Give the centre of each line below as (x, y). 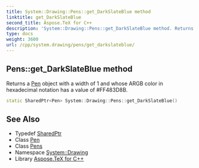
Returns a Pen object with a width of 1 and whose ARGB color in (85, 83)
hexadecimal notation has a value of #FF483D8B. (67, 89)
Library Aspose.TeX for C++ (49, 159)
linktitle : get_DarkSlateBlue (44, 17)
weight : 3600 (22, 39)
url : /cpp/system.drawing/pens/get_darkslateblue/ (71, 45)
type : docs (20, 34)
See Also (23, 119)
